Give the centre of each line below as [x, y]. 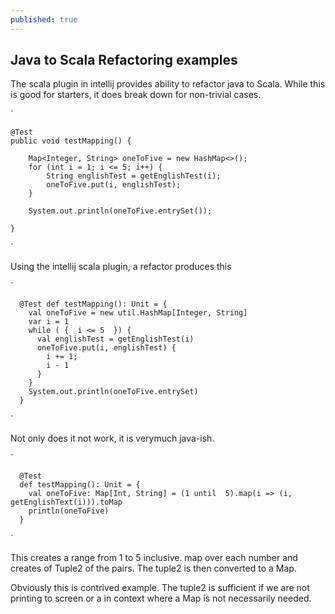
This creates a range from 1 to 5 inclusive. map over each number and [154, 558]
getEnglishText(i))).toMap [66, 502]
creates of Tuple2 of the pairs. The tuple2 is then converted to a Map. [153, 568]
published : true [44, 19]
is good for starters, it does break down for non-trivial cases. [136, 95]
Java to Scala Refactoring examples [124, 60]
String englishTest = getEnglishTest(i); [134, 176]
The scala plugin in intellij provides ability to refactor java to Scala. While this [168, 84]
